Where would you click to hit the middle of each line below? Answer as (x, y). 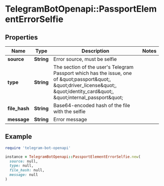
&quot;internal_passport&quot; (88, 97)
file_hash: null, (27, 170)
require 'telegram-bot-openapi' (38, 148)
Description (95, 51)
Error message (70, 119)
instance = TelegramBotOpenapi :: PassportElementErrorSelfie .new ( (73, 157)
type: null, (22, 166)
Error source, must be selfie (85, 59)
